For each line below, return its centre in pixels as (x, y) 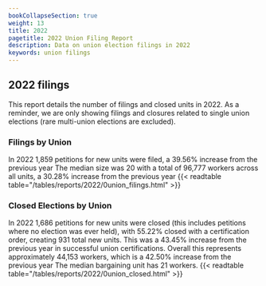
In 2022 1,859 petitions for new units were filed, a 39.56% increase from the (133, 160)
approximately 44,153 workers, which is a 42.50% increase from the (120, 257)
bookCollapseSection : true (53, 16)
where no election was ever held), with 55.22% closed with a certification (129, 232)
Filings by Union (40, 142)
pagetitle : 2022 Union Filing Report (71, 38)
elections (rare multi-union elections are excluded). (92, 121)
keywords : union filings (49, 53)
